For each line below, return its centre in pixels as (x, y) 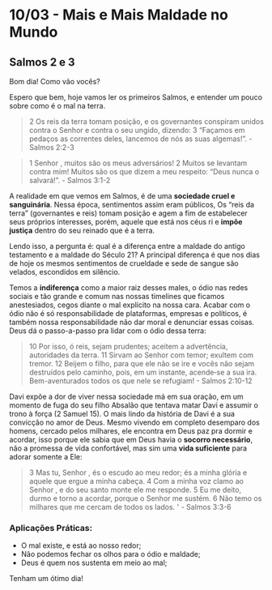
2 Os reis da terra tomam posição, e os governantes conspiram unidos (146, 122)
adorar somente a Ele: (46, 457)
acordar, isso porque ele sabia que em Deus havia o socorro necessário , (131, 440)
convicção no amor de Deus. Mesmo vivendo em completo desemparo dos (134, 422)
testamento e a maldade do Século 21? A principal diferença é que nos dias (134, 254)
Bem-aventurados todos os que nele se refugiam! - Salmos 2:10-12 (141, 381)
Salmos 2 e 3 (42, 62)
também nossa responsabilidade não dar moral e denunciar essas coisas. (132, 322)
